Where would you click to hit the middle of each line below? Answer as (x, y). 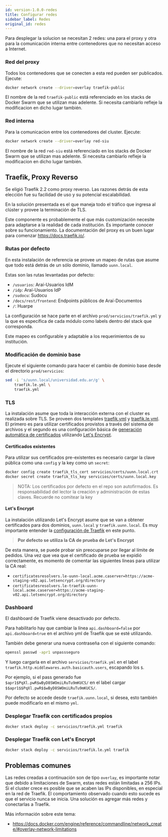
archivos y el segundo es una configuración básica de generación (74, 429)
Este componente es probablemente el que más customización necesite (80, 220)
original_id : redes (26, 24)
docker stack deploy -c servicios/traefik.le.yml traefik (67, 750)
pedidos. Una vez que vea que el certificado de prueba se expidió (73, 555)
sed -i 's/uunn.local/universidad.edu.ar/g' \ (55, 380)
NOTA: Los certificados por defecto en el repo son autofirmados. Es (88, 486)
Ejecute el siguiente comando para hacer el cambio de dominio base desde (83, 365)
